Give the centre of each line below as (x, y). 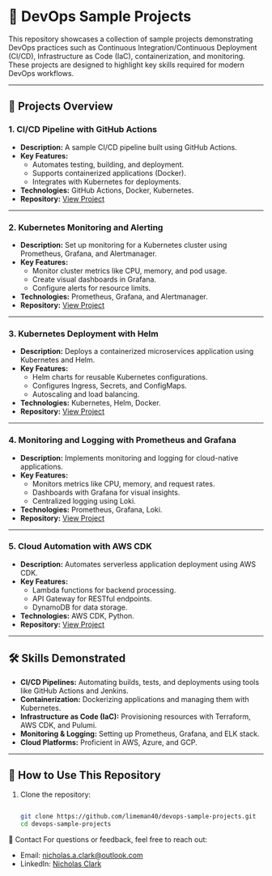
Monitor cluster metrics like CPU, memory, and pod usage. (130, 270)
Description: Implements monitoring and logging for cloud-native (129, 457)
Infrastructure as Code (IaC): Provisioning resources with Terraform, (135, 717)
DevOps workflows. (41, 73)
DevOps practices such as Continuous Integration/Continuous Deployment (133, 47)
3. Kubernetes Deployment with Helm (84, 334)
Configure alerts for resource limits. (91, 287)
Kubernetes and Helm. (57, 360)
